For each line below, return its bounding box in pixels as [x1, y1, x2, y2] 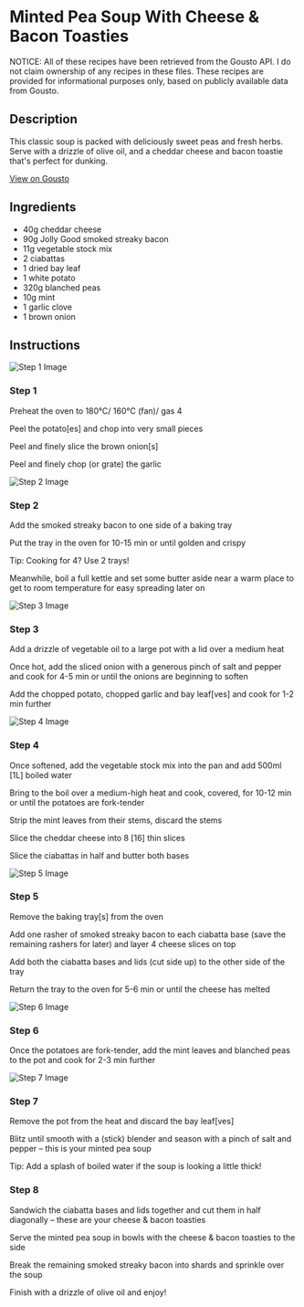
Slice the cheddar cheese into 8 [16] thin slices [9, 832, 185, 843]
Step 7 [9, 1095, 38, 1108]
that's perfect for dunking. [9, 155, 108, 166]
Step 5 [9, 891, 39, 903]
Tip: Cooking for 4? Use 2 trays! [9, 554, 130, 565]
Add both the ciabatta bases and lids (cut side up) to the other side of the [9, 956, 286, 967]
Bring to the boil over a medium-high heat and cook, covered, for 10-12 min [9, 787, 292, 798]
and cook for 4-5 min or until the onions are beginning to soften [9, 671, 249, 682]
